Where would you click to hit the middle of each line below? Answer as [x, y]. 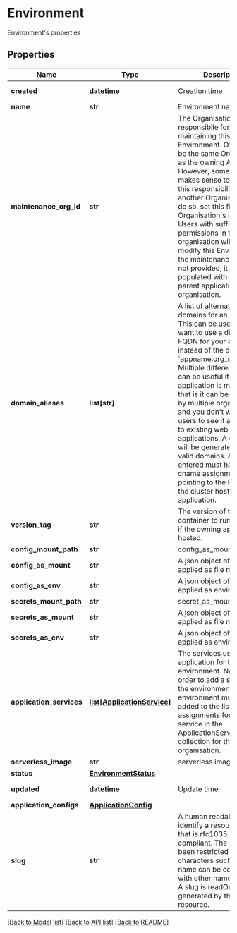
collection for [200, 741]
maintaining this [204, 135]
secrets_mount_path [47, 601]
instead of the [201, 350]
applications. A [202, 438]
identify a [193, 825]
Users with [195, 224]
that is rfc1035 [202, 834]
